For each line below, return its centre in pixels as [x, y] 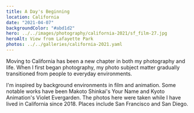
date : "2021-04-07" [30, 22]
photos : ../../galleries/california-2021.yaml [64, 45]
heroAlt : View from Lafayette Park [50, 39]
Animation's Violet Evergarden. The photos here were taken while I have [93, 97]
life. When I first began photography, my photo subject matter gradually [93, 67]
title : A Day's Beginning [38, 11]
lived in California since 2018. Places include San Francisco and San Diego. [97, 104]
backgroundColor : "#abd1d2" [41, 28]
